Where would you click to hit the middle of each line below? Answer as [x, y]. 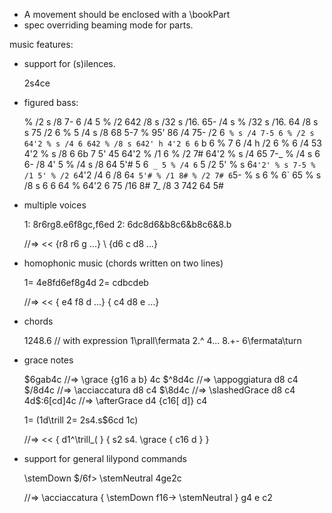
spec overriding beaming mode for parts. [108, 25]
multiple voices [55, 205]
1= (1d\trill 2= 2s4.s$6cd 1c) [81, 420]
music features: [41, 44]
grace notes [48, 360]
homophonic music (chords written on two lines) [123, 263]
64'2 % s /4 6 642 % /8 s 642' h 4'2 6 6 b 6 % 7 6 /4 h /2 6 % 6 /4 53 [172, 143]
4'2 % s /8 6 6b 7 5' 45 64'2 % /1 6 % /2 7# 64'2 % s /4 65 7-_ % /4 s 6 [172, 153]
